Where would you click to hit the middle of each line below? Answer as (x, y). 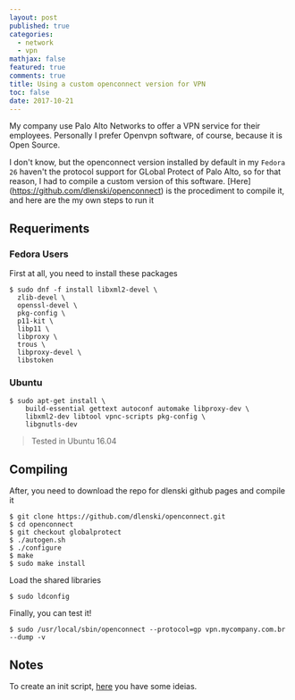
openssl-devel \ (47, 306)
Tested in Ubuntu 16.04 (74, 441)
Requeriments (50, 228)
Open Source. (35, 145)
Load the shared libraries (55, 580)
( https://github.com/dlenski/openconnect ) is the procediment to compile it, (147, 191)
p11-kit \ (35, 321)
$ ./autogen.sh (38, 540)
